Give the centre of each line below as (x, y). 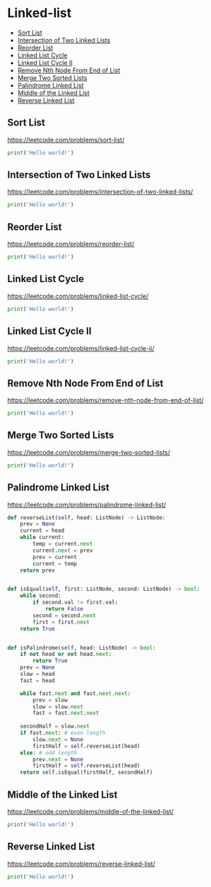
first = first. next (61, 622)
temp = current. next (63, 544)
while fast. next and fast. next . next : (76, 693)
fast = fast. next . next (66, 713)
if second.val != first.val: (76, 603)
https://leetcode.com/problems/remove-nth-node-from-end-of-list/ (105, 400)
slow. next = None (58, 739)
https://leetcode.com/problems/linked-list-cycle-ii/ (81, 348)
